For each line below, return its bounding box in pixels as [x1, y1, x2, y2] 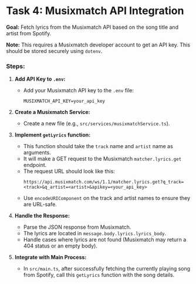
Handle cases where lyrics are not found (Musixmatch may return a [23, 236, 187, 243]
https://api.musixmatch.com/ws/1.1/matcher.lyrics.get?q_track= [23, 179, 184, 185]
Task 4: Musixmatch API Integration [6, 4, 184, 18]
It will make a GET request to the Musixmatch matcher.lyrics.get [23, 155, 182, 162]
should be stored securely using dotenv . [6, 47, 103, 54]
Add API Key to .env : [14, 75, 66, 83]
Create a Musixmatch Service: [14, 109, 90, 116]
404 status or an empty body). [23, 242, 98, 249]
